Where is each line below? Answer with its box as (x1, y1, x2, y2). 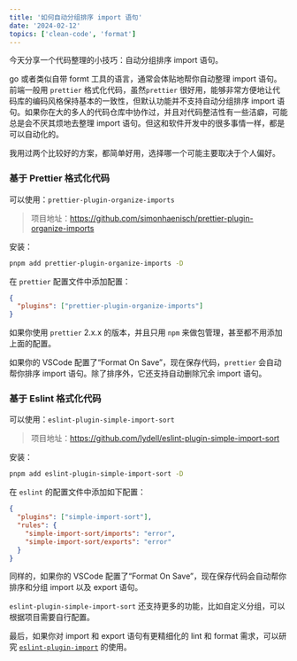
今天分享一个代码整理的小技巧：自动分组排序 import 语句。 (9, 55, 224, 66)
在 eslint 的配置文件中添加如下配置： (9, 486, 146, 497)
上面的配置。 (9, 338, 56, 349)
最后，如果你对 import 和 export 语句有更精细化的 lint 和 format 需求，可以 (9, 631, 279, 642)
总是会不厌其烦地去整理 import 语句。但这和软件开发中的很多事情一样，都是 (9, 118, 286, 128)
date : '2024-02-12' (9, 21, 81, 30)
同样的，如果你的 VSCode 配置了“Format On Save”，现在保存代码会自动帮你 (9, 571, 287, 581)
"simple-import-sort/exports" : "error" (25, 537, 172, 546)
